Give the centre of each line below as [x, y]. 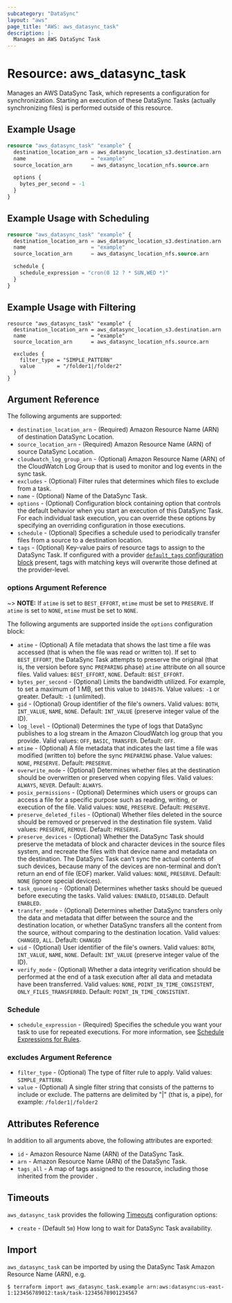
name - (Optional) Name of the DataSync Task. [82, 496]
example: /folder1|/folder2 [57, 1102]
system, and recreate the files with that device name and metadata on [117, 851]
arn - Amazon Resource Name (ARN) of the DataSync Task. [102, 1161]
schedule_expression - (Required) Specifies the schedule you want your [119, 1024]
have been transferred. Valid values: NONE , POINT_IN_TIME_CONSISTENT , [116, 984]
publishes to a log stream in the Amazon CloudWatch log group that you [120, 733]
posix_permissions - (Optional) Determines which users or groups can [117, 792]
